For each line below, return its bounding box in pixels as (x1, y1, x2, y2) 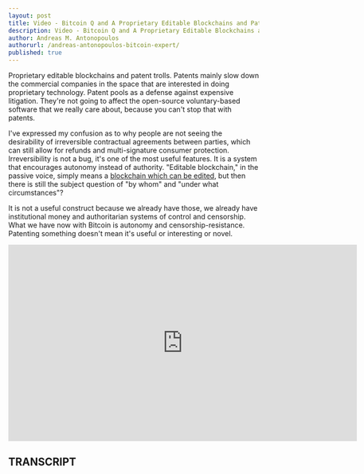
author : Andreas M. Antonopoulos (8, 34, 119, 42)
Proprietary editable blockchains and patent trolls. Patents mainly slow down (8, 71, 260, 80)
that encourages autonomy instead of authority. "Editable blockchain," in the (8, 163, 259, 172)
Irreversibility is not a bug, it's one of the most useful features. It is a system (8, 154, 257, 164)
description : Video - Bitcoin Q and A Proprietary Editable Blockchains (8, 26, 255, 34)
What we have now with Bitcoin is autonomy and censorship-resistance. (8, 220, 245, 230)
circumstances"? (8, 188, 64, 197)
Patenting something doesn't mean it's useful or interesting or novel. (8, 229, 233, 238)
